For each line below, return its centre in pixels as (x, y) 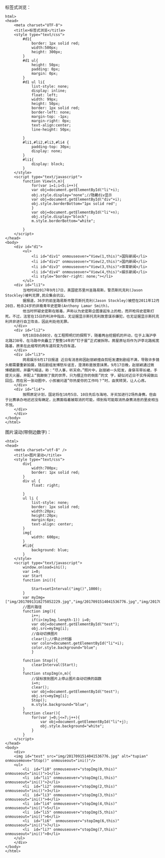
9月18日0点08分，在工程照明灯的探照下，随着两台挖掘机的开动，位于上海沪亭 (90, 335)
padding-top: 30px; (51, 147)
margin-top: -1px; (50, 117)
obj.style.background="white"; (72, 726)
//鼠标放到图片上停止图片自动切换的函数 (67, 679)
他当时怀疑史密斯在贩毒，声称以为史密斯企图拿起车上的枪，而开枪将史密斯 (87, 311)
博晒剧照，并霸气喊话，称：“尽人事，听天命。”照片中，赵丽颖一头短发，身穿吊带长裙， (79, 370)
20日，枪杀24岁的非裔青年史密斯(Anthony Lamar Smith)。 (58, 306)
